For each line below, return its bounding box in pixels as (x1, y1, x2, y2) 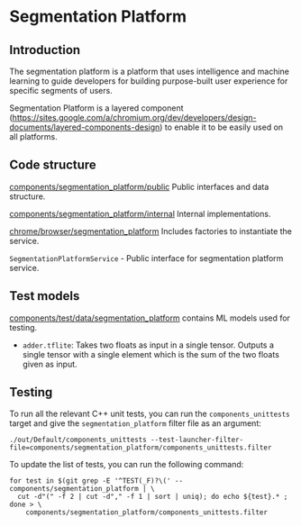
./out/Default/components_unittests (9, 435, 147, 445)
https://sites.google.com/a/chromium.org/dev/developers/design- (12, 113, 257, 122)
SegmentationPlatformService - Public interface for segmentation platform (9, 252, 284, 263)
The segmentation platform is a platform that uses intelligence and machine (9, 66, 290, 77)
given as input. (22, 358, 78, 369)
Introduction (9, 42, 81, 58)
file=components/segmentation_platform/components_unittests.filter (9, 443, 272, 452)
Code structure (9, 158, 96, 173)
